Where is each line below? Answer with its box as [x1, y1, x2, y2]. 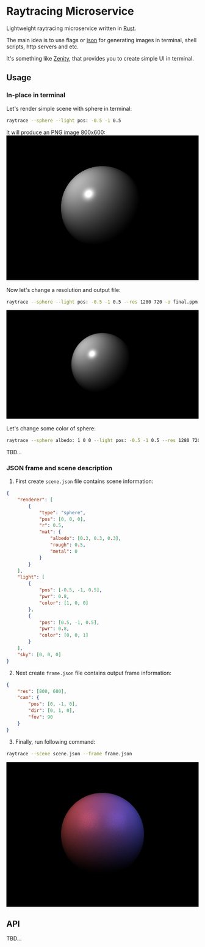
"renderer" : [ [17, 496, 53, 503]
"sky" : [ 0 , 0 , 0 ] [17, 651, 62, 657]
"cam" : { [17, 695, 40, 701]
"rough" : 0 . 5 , [49, 542, 86, 548]
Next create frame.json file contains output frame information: [15, 669, 172, 676]
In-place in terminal [6, 91, 66, 99]
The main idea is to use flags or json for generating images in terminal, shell [6, 36, 197, 43]
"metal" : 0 [49, 548, 78, 555]
